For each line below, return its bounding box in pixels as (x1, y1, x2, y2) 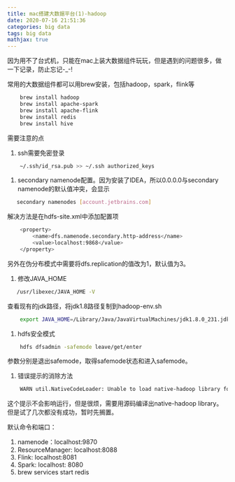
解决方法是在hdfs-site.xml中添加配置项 (7, 212, 119, 221)
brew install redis (20, 113, 77, 120)
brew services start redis (17, 468, 90, 476)
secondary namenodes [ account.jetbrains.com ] (16, 199, 152, 206)
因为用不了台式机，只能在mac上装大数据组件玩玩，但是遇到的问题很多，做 (7, 57, 222, 65)
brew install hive (20, 120, 73, 127)
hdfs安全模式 (17, 329, 55, 338)
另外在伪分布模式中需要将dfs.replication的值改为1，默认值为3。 (7, 259, 190, 268)
